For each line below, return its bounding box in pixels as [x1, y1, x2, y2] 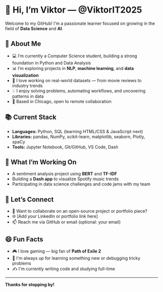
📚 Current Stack [5, 113, 57, 121]
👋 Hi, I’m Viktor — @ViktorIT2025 [5, 4, 142, 16]
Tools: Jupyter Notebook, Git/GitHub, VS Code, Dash [12, 144, 119, 150]
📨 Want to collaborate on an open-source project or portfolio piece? [12, 208, 147, 214]
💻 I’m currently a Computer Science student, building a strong [12, 53, 137, 59]
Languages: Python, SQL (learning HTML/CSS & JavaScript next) [12, 128, 143, 134]
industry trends [12, 83, 43, 88]
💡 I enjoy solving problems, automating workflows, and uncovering [12, 87, 146, 94]
